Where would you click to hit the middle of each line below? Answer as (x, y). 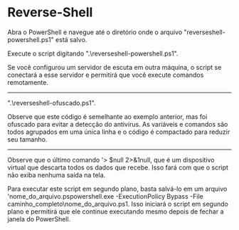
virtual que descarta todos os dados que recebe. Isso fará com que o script (118, 167)
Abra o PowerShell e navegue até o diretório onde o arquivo (95, 32)
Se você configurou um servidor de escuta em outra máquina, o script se (115, 67)
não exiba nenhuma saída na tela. (57, 174)
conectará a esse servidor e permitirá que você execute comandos (106, 75)
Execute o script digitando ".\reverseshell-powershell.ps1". (93, 53)
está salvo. (71, 39)
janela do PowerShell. (39, 219)
